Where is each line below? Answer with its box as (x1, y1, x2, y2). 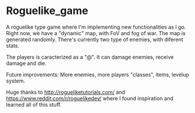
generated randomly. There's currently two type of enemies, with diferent (6, 36, 183, 43)
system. (6, 77, 25, 84)
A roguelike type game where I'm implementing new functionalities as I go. (6, 23, 186, 30)
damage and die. (6, 60, 47, 67)
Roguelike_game (6, 4, 88, 18)
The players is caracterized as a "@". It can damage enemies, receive (6, 53, 174, 60)
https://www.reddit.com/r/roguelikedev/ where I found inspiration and (6, 95, 174, 102)
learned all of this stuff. (6, 101, 61, 108)
